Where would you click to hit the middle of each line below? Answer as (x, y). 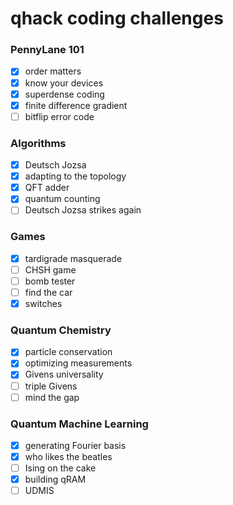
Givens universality (64, 374)
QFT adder (47, 188)
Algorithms (38, 143)
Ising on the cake (60, 468)
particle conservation (68, 352)
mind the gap (52, 397)
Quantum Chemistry (61, 330)
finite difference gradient (76, 105)
